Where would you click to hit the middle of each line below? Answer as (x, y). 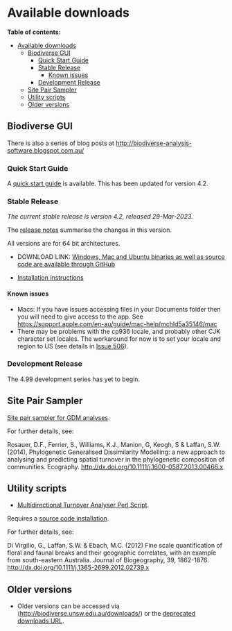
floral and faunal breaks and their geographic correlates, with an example (112, 553)
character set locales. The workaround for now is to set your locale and (119, 339)
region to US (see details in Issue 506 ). (73, 346)
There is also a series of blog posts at (61, 143)
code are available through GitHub (66, 264)
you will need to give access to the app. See (80, 317)
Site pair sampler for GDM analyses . (59, 417)
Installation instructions (51, 278)
